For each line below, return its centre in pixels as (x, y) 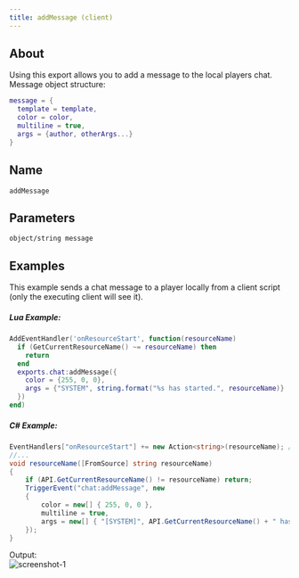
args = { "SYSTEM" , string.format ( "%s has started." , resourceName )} (155, 389)
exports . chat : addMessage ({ (67, 372)
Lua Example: (35, 317)
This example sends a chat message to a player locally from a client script (145, 287)
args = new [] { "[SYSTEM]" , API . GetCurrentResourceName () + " (159, 521)
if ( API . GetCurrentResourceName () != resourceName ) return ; (139, 480)
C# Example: (33, 425)
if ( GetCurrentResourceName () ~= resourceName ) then (117, 347)
